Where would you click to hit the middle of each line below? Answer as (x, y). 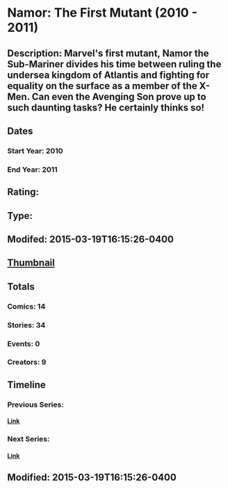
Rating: (23, 192)
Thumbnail (31, 263)
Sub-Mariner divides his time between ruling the (114, 64)
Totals (21, 286)
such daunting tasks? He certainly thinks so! (106, 107)
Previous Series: (35, 405)
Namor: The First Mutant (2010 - (103, 13)
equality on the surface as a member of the (102, 86)
